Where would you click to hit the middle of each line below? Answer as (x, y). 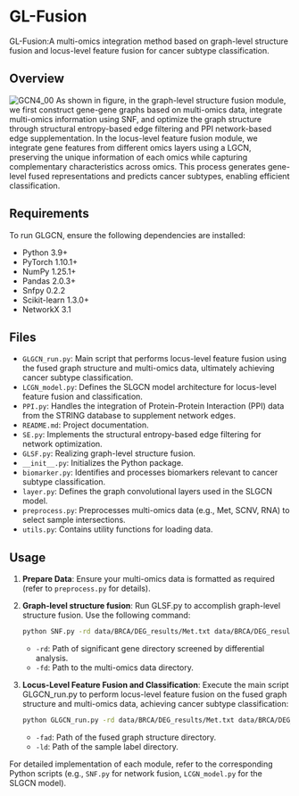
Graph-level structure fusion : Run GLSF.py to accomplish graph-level (151, 606)
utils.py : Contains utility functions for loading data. (117, 529)
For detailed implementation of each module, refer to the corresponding (141, 764)
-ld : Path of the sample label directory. (107, 746)
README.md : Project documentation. (85, 425)
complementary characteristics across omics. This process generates (137, 166)
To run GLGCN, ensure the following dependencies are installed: (127, 235)
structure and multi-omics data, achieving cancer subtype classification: (155, 704)
